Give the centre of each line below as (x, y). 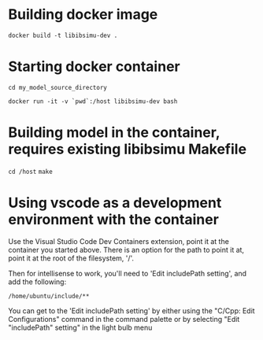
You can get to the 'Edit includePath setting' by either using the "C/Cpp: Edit (131, 310)
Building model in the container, (114, 133)
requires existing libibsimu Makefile (127, 149)
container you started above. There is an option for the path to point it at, (126, 249)
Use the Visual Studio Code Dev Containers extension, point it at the (119, 241)
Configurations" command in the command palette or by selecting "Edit (124, 319)
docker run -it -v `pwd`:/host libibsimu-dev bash (93, 101)
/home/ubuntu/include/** (49, 296)
